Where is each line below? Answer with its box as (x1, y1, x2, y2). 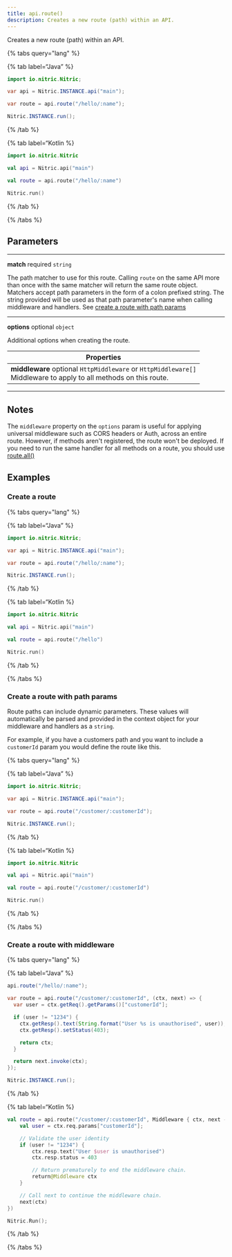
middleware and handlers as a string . (7, 722, 115, 731)
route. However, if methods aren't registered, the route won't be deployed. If (7, 436, 224, 445)
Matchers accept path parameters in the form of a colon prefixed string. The (7, 288, 224, 297)
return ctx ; (19, 1039, 54, 1046)
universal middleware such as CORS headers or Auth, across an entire (7, 430, 207, 438)
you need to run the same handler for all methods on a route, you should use (7, 444, 225, 452)
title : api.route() (7, 10, 64, 17)
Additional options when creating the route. (7, 336, 130, 345)
